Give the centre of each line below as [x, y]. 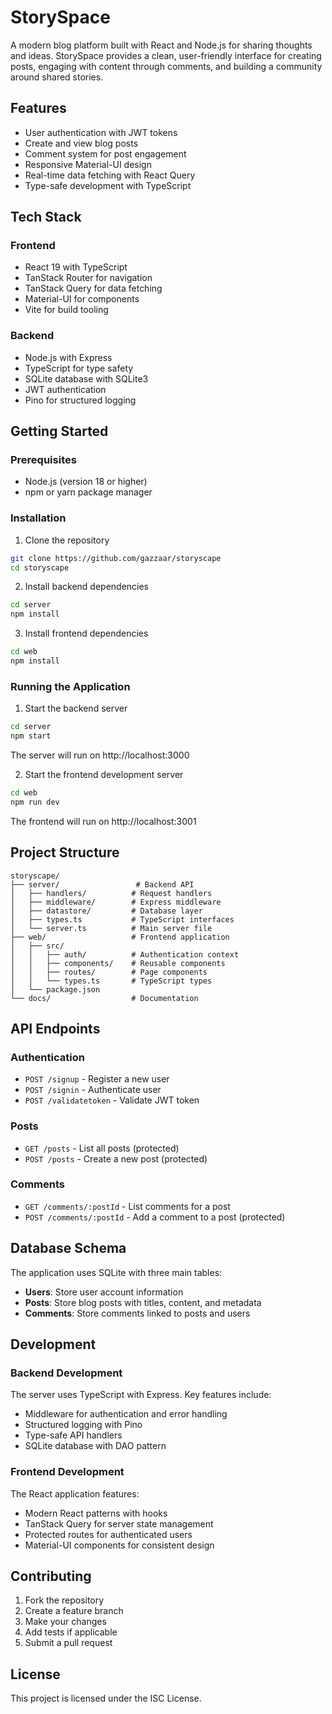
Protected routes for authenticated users [108, 1534]
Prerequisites [43, 460]
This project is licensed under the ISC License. [106, 1698]
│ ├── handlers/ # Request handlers [111, 893]
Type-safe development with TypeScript [108, 185]
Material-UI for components [82, 299]
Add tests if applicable [71, 1632]
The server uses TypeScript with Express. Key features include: [141, 1395]
